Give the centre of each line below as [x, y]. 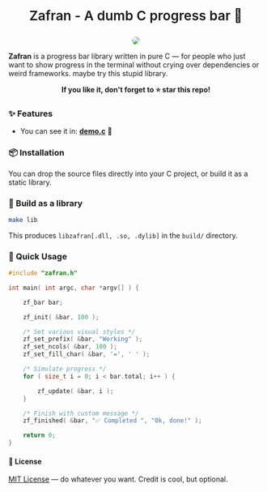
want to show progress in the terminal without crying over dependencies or [134, 65]
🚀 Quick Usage [38, 256]
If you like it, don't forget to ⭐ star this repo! [136, 90]
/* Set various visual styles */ [79, 332]
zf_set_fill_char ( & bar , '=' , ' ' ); [87, 354]
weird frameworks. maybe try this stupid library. [88, 73]
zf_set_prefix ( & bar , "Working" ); [83, 339]
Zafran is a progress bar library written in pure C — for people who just [127, 56]
